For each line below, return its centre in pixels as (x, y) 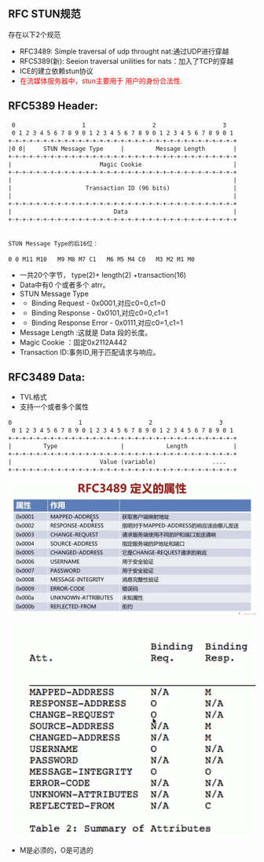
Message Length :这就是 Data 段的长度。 (86, 332)
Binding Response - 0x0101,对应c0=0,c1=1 (99, 312)
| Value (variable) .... (117, 462)
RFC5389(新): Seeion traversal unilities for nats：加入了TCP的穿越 (126, 61)
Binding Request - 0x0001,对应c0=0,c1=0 (99, 303)
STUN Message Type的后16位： (53, 243)
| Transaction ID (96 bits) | (123, 188)
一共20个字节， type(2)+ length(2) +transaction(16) (103, 274)
